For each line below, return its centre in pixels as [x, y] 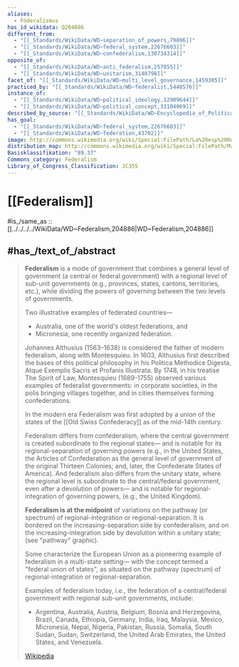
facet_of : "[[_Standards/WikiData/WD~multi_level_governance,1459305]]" [117, 80]
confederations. [48, 400]
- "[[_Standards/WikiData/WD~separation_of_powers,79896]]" [105, 41]
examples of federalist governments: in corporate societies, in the [121, 385]
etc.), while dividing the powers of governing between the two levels [125, 291]
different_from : [31, 34]
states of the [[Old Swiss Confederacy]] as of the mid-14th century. [123, 421]
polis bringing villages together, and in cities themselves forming [119, 393]
